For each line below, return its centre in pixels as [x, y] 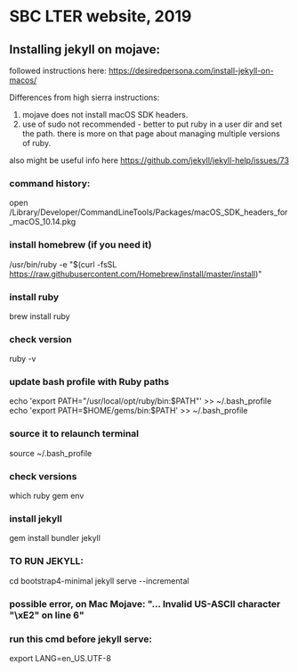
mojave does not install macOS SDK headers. [105, 115]
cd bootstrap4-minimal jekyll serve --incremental [99, 580]
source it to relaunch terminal [74, 434]
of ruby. [36, 143]
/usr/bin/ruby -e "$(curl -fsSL [63, 264]
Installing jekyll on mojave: [85, 49]
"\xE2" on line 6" [47, 615]
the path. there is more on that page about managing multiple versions [151, 134]
